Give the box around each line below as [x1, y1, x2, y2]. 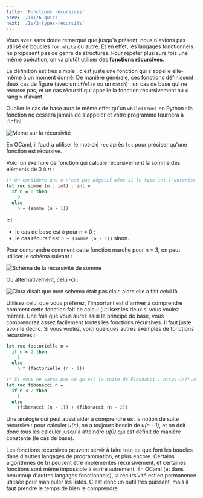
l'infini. [6, 118, 23, 125]
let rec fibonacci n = [6, 381, 63, 388]
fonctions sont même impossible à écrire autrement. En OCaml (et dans [6, 465, 184, 473]
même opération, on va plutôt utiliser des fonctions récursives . [6, 56, 164, 63]
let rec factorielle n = [6, 343, 69, 349]
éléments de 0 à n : [6, 165, 54, 173]
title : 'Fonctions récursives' [6, 8, 85, 15]
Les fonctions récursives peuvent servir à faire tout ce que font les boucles [6, 446, 193, 453]
